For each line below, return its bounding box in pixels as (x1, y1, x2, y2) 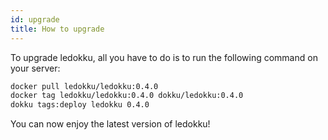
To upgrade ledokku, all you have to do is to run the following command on (10, 51, 318, 63)
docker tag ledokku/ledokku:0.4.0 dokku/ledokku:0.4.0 (10, 91, 244, 101)
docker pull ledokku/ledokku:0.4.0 (10, 81, 159, 91)
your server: (10, 62, 61, 74)
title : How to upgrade (10, 24, 105, 34)
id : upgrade (10, 14, 60, 25)
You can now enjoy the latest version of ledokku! (10, 118, 211, 130)
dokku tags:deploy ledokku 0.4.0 (10, 100, 150, 110)
